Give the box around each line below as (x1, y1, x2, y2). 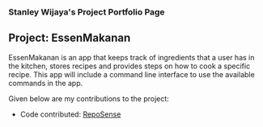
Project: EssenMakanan (8, 31, 131, 45)
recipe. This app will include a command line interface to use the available (8, 69, 255, 79)
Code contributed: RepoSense (19, 109, 121, 119)
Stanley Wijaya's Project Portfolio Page (8, 6, 165, 18)
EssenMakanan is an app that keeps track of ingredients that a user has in (8, 52, 255, 62)
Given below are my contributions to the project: (8, 93, 170, 103)
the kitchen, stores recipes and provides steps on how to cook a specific (8, 61, 251, 71)
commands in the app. (8, 78, 83, 88)
